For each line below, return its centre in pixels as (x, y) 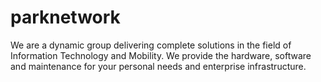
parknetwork (65, 17)
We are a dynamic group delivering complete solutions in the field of (151, 45)
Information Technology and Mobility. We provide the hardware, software (161, 55)
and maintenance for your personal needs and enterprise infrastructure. (158, 66)
